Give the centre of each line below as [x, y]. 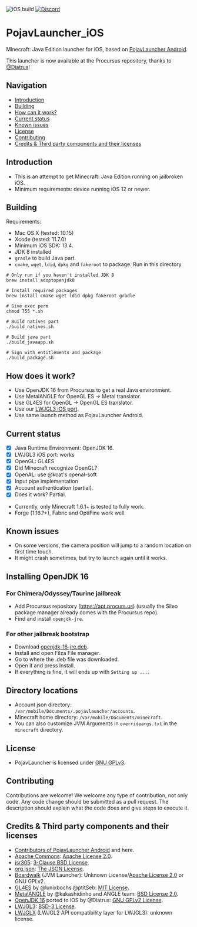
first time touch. [34, 552]
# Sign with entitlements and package [54, 353]
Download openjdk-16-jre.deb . [51, 647]
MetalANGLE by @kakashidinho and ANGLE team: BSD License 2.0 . [96, 893]
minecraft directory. [39, 730]
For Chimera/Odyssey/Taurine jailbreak [64, 593]
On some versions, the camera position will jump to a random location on [103, 545]
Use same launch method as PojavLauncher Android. [79, 415]
